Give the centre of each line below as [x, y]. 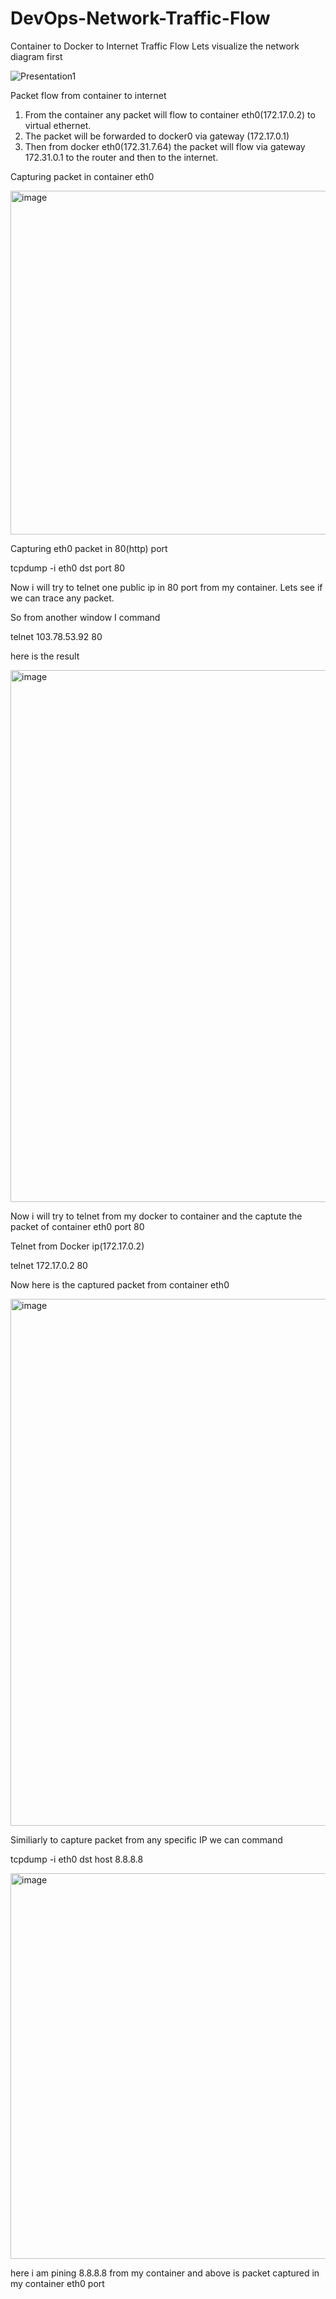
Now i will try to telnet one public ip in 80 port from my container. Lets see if [166, 587]
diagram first [36, 56]
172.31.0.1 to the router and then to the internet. [121, 157]
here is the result [45, 656]
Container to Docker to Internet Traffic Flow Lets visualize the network [155, 46]
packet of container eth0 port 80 [77, 1226]
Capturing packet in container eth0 [82, 176]
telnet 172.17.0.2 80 [49, 1265]
